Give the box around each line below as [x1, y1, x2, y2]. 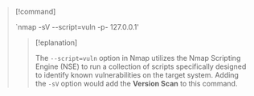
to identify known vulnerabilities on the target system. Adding [35, 70, 239, 79]
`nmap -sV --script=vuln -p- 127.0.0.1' [14, 22, 140, 31]
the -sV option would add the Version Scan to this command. [35, 79, 238, 88]
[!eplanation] [35, 38, 78, 47]
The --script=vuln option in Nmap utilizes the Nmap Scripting [35, 54, 241, 62]
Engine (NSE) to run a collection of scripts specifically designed [35, 62, 247, 71]
